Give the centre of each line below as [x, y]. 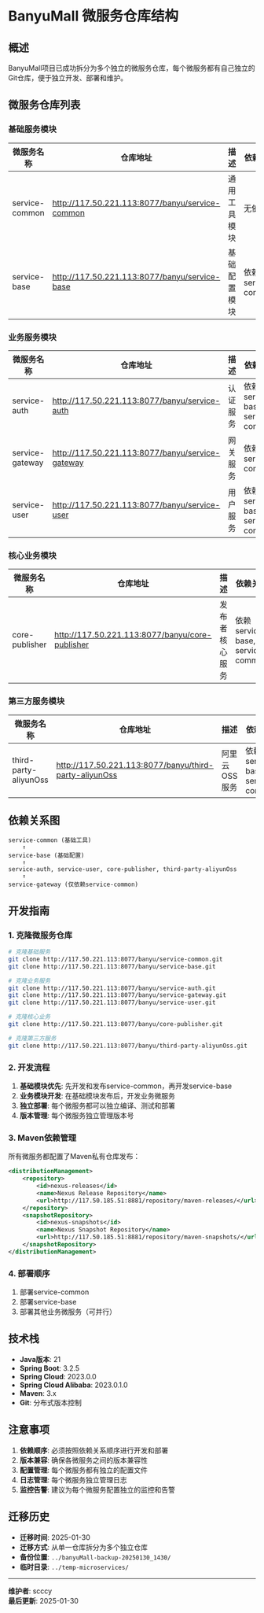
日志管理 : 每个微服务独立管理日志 [73, 1479]
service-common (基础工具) [50, 840]
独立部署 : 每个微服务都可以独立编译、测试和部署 [97, 1105]
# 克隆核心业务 [29, 1017]
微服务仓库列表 [44, 105]
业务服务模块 [33, 337]
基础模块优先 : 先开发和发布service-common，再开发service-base [126, 1086]
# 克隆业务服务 [29, 980]
